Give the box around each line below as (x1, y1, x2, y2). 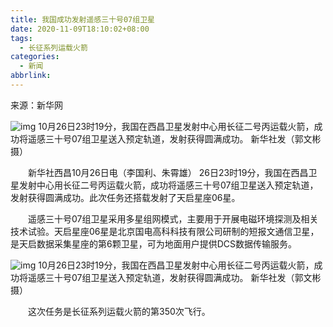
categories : (10, 52, 60, 62)
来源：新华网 (10, 99, 63, 111)
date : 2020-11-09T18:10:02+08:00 (10, 24, 150, 34)
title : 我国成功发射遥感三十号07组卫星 (10, 14, 155, 25)
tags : (10, 33, 33, 43)
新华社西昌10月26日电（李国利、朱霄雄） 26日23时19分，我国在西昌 (27, 166, 309, 178)
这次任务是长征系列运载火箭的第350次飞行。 (27, 305, 211, 317)
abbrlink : (10, 71, 52, 81)
